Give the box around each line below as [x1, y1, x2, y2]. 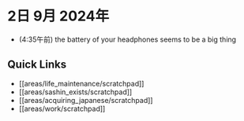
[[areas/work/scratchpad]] [18, 104, 106, 113]
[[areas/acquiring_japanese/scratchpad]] [18, 95, 153, 104]
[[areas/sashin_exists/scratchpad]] [18, 87, 133, 97]
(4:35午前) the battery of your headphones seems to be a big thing [18, 35, 237, 44]
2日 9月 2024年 [7, 7, 110, 25]
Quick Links [7, 58, 67, 71]
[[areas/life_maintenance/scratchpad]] [18, 79, 145, 88]
